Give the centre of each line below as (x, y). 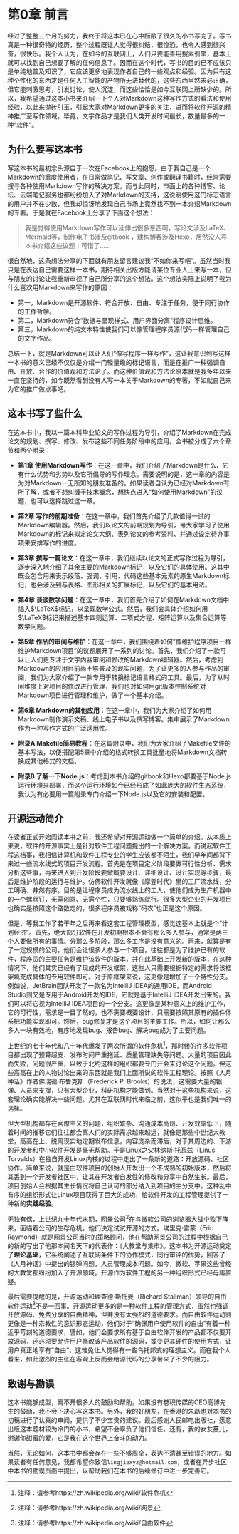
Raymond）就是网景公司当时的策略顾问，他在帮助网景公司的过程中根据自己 (118, 1237)
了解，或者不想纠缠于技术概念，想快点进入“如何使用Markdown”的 (120, 492)
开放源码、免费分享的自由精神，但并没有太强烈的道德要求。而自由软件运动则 (119, 1314)
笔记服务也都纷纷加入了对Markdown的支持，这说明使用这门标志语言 (132, 195)
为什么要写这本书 (45, 149)
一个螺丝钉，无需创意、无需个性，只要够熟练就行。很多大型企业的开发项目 (122, 900)
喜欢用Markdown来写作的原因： (67, 287)
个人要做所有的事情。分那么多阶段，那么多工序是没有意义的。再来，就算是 (116, 941)
